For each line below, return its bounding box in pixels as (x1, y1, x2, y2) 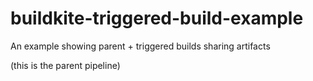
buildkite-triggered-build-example (10, 7, 304, 30)
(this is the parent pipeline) (10, 59, 121, 71)
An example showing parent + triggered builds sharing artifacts (10, 40, 271, 52)
